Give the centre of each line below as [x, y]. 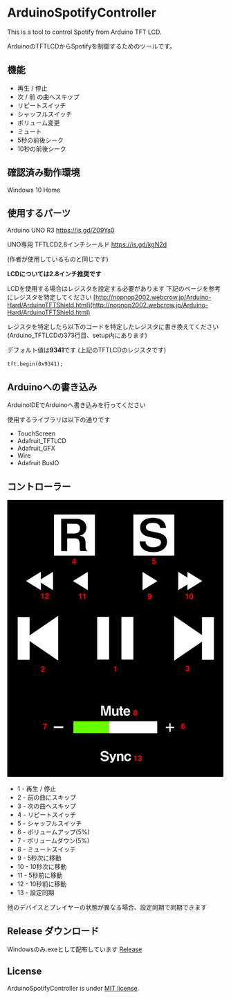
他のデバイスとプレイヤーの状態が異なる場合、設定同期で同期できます [107, 907]
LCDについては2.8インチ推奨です [54, 274]
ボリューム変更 [38, 123]
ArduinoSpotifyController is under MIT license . [73, 988]
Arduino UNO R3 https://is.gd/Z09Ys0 [61, 231]
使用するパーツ [39, 213]
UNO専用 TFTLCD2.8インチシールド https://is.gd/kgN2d [87, 244]
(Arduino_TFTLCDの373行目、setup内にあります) [77, 335]
